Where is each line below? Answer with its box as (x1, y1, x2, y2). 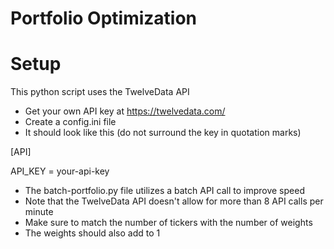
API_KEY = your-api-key (10, 165, 110, 177)
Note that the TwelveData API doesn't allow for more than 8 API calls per (24, 195, 324, 207)
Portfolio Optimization (10, 7, 198, 30)
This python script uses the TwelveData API (10, 86, 190, 98)
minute (24, 206, 54, 218)
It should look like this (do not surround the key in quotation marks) (24, 127, 302, 139)
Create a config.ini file (24, 116, 117, 128)
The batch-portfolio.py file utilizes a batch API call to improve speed (24, 185, 305, 197)
